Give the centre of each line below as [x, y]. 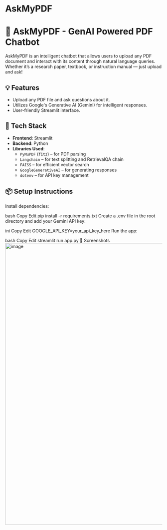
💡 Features [22, 88]
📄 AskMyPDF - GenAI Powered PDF [79, 32]
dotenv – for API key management [54, 175]
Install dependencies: [27, 206]
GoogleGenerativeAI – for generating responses [68, 170]
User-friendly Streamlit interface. [46, 110]
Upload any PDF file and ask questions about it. [61, 99]
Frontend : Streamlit [32, 138]
